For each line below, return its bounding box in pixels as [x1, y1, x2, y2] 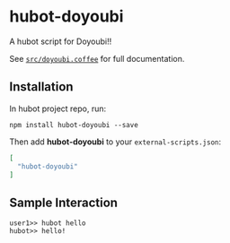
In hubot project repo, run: [9, 103, 107, 114]
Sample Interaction [9, 195, 119, 210]
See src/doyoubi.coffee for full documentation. [9, 53, 185, 64]
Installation [9, 79, 74, 95]
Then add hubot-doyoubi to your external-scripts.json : [9, 136, 222, 147]
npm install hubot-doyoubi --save [9, 120, 139, 129]
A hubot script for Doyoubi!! [9, 36, 112, 47]
